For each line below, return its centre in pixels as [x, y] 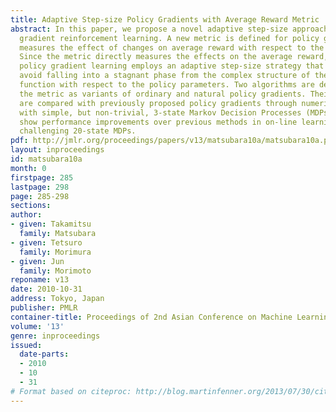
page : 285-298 [40, 196]
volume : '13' [37, 326]
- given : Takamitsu [51, 224]
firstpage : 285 [42, 177]
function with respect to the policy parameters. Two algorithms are [167, 85]
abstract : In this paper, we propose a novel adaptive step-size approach [169, 29]
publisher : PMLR [44, 308]
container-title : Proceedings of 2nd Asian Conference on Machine [151, 317]
